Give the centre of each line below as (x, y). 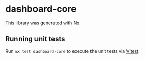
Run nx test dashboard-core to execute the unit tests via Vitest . (72, 51)
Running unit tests (35, 39)
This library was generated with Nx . (43, 23)
